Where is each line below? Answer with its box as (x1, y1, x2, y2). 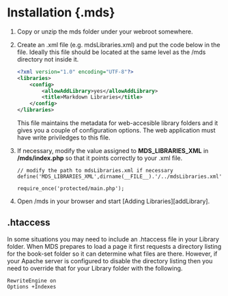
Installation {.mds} (7, 5, 115, 21)
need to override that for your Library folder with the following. (7, 264, 183, 272)
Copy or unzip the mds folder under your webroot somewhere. (16, 27, 193, 36)
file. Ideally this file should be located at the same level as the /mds (16, 48, 206, 56)
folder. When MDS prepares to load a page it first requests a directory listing (7, 242, 222, 250)
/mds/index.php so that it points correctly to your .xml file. (16, 154, 183, 162)
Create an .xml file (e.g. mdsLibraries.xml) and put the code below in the (16, 40, 220, 49)
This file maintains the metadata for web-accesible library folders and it (16, 119, 218, 127)
